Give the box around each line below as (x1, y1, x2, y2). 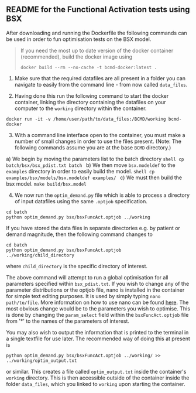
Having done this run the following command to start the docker (14, 92, 169, 99)
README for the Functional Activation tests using (6, 5, 190, 15)
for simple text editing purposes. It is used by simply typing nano (6, 292, 161, 299)
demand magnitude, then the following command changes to (6, 231, 153, 238)
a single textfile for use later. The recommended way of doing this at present (6, 335, 190, 342)
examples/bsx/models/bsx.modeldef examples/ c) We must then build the (6, 174, 183, 181)
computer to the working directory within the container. (14, 105, 147, 112)
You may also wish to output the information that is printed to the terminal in (6, 329, 189, 336)
